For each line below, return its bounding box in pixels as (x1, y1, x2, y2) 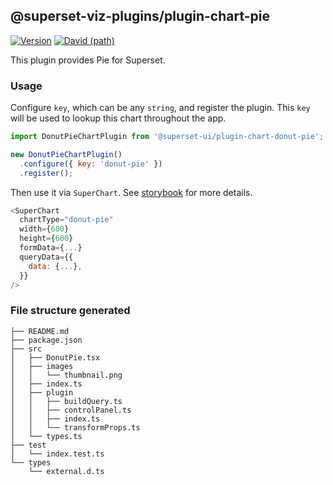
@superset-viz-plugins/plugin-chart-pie (10, 8, 271, 25)
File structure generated (10, 304, 131, 318)
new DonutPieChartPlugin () (10, 149, 123, 159)
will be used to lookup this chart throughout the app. (10, 112, 227, 124)
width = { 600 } (19, 224, 70, 234)
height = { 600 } (19, 234, 74, 244)
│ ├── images (10, 361, 74, 371)
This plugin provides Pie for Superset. (10, 54, 166, 66)
